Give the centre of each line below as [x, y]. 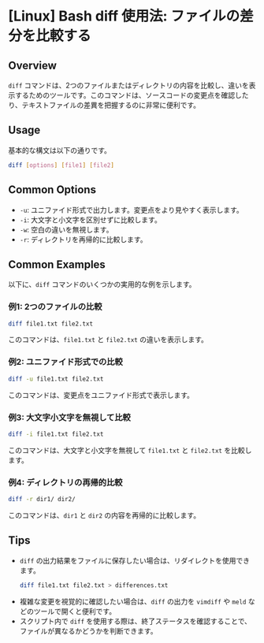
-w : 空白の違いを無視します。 [66, 229]
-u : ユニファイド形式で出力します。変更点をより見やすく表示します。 [132, 210]
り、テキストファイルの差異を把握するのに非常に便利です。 [104, 105]
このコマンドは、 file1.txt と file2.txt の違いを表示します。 [108, 340]
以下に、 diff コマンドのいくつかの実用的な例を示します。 [102, 284]
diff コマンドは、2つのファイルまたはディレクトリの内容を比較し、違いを [129, 85]
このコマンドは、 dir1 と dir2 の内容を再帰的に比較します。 [104, 515]
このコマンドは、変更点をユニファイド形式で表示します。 [101, 395]
